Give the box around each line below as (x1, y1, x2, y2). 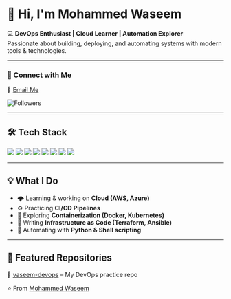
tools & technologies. (7, 46, 67, 54)
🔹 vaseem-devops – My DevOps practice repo (7, 270, 138, 278)
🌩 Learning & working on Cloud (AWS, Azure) (16, 194, 150, 202)
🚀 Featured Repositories (7, 252, 112, 264)
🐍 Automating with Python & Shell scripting (16, 225, 142, 234)
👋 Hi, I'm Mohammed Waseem (7, 6, 182, 22)
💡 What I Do (7, 175, 58, 187)
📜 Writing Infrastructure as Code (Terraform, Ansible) (16, 218, 173, 226)
